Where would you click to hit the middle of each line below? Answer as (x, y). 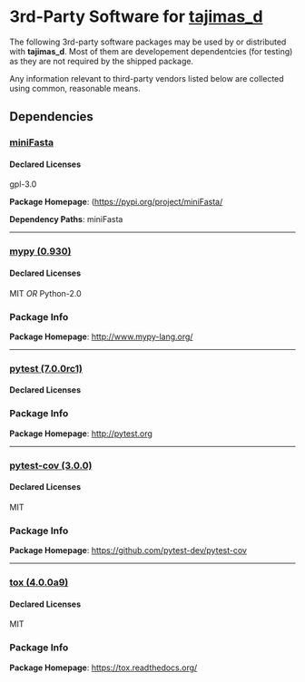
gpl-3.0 (23, 184)
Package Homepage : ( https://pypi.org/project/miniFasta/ (116, 202)
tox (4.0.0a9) (39, 582)
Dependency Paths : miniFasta (66, 219)
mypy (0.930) (40, 251)
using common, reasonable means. (75, 88)
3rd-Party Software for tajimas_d (136, 17)
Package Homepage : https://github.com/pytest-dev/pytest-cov (128, 550)
